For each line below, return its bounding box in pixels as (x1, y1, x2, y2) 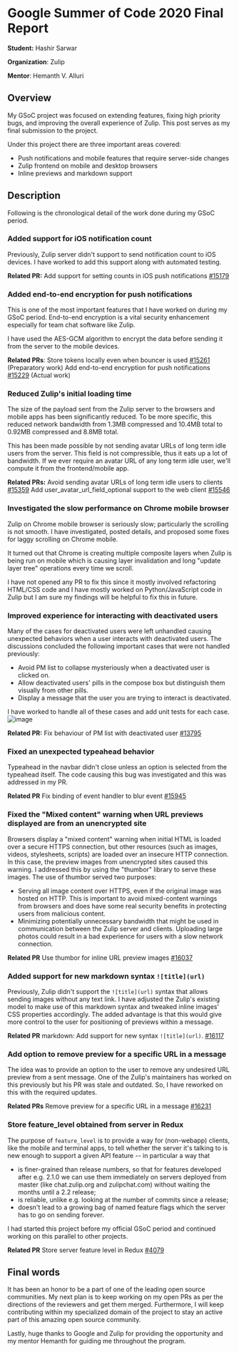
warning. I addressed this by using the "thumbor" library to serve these (7, 865, 216, 874)
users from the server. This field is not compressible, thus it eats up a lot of (7, 449, 228, 458)
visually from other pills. (17, 686, 88, 695)
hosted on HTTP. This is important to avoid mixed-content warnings (17, 893, 218, 903)
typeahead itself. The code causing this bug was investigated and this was (7, 770, 227, 779)
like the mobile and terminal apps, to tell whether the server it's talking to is (7, 1143, 228, 1152)
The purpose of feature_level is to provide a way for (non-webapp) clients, (7, 1136, 230, 1144)
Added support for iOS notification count (7, 234, 152, 244)
